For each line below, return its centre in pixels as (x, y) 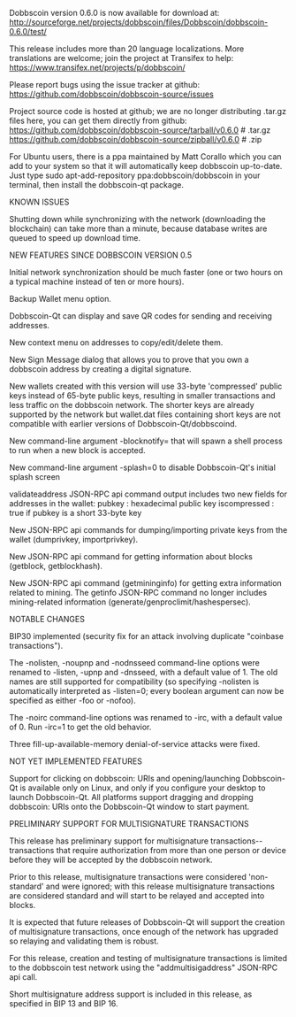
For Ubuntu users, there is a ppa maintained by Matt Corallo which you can (145, 157)
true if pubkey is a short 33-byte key (76, 513)
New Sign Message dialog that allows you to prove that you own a (129, 359)
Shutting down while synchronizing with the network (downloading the (138, 219)
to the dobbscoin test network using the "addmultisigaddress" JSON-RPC (144, 967)
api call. (23, 977)
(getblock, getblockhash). (56, 566)
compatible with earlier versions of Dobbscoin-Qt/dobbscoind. (123, 424)
